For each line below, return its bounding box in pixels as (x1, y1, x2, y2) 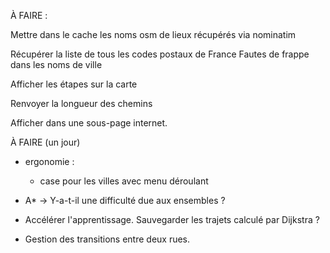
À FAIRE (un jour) (10, 136, 81, 148)
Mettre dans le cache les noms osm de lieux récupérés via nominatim (10, 29, 297, 40)
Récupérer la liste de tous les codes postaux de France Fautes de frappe (10, 48, 310, 60)
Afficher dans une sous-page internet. (10, 117, 168, 129)
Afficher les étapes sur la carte (10, 78, 138, 90)
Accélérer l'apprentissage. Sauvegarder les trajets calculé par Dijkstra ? (24, 214, 320, 225)
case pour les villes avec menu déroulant (39, 175, 209, 187)
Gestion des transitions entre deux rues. (24, 233, 191, 245)
